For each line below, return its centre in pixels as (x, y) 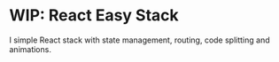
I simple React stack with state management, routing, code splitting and (139, 40)
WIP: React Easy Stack (94, 15)
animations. (30, 49)
